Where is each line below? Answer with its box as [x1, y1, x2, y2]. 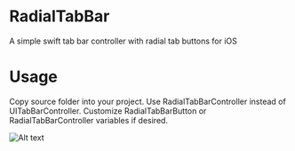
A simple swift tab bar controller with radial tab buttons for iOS [9, 36, 238, 46]
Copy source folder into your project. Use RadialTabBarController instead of [9, 96, 286, 107]
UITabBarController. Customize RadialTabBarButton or [9, 105, 207, 116]
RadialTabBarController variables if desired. [9, 115, 169, 125]
